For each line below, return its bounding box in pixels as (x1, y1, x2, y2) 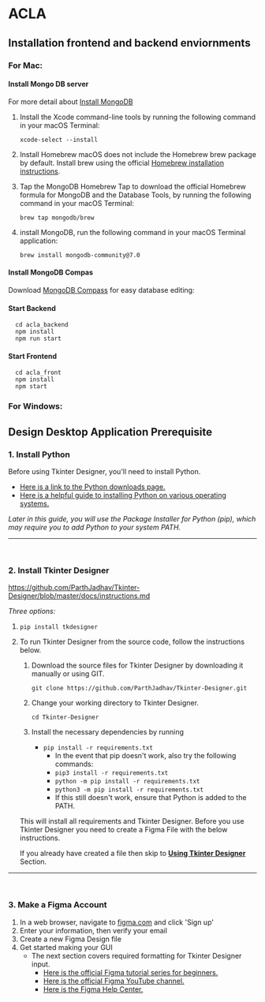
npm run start (15, 335, 62, 343)
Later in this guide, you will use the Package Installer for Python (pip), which (8, 514, 256, 523)
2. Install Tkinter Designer (8, 565, 110, 576)
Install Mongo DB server (8, 80, 89, 89)
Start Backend (8, 303, 57, 312)
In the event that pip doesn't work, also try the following (54, 751, 237, 761)
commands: (54, 759, 94, 769)
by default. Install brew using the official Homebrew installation (19, 158, 225, 167)
